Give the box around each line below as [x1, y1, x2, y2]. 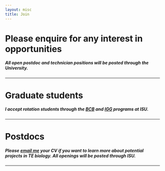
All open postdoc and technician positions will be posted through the [5, 60, 149, 66]
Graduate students [5, 89, 83, 101]
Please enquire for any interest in [5, 33, 143, 44]
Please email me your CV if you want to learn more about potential [5, 147, 144, 153]
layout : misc [5, 7, 32, 12]
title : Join [5, 12, 29, 17]
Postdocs [5, 131, 45, 142]
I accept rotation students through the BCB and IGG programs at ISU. [5, 106, 149, 112]
